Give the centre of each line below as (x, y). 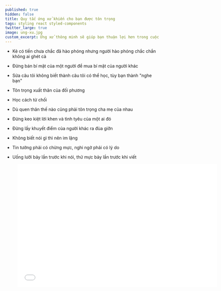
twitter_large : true (26, 28)
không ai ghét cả (29, 56)
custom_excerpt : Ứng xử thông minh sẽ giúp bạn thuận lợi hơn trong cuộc (82, 37)
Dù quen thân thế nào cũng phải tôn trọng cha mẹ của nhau (72, 109)
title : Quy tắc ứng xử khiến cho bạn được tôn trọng (60, 19)
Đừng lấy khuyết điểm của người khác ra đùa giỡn (62, 128)
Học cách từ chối (29, 99)
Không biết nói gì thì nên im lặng (45, 138)
